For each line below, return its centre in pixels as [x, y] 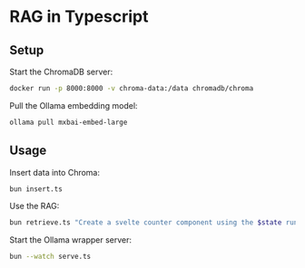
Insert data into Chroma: [55, 172]
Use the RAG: [34, 206]
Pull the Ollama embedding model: [74, 105]
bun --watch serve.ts [50, 257]
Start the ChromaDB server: [61, 72]
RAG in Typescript [79, 17]
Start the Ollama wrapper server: [71, 240]
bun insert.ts [36, 189]
